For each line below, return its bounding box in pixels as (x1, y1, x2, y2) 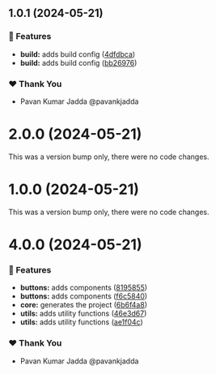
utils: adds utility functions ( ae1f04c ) (19, 317, 143, 327)
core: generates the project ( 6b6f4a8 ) (19, 300, 148, 310)
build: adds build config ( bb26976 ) (19, 58, 138, 67)
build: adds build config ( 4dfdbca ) (19, 49, 136, 59)
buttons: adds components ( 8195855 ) (19, 283, 148, 293)
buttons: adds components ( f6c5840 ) (19, 291, 148, 301)
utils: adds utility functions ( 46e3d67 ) (19, 308, 147, 319)
